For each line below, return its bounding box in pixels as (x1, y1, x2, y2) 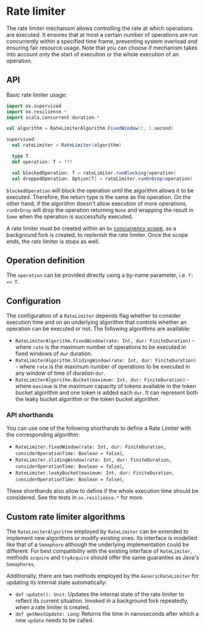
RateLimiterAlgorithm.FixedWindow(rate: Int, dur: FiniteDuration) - (15, 337, 195, 344)
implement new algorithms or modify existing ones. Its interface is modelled (6, 534, 198, 542)
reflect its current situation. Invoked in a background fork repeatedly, (15, 597, 188, 604)
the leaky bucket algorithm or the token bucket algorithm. (15, 396, 160, 403)
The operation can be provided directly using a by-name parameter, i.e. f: (6, 271, 194, 279)
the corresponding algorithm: (6, 431, 80, 438)
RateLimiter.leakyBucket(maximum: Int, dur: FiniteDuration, (15, 470, 175, 476)
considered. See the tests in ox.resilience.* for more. (6, 494, 144, 501)
